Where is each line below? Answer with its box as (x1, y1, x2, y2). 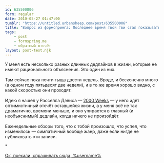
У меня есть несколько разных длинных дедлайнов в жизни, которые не (5, 61, 157, 67)
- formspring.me (14, 39, 47, 44)
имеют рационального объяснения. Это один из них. (5, 66, 116, 72)
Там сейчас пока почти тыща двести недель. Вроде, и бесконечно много (5, 76, 158, 83)
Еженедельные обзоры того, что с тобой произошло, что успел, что (5, 123, 147, 129)
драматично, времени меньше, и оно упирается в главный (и (5, 108, 134, 113)
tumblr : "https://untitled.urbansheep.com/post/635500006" (5, 20, 128, 26)
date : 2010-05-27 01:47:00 (5, 16, 60, 21)
